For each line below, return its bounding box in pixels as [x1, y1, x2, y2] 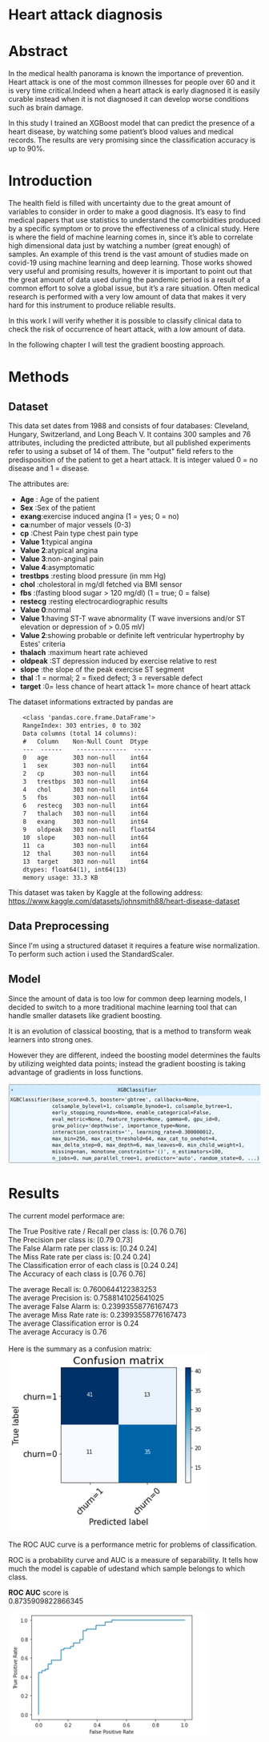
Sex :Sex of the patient [19, 503, 96, 513]
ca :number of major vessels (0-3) [19, 520, 132, 530]
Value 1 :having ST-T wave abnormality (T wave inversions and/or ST [19, 614, 246, 624]
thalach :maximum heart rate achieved [19, 648, 148, 657]
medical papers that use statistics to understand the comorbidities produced [8, 215, 261, 225]
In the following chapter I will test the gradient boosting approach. [8, 340, 226, 350]
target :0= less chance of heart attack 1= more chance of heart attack [19, 682, 251, 692]
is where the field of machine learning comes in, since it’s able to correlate [8, 232, 254, 242]
